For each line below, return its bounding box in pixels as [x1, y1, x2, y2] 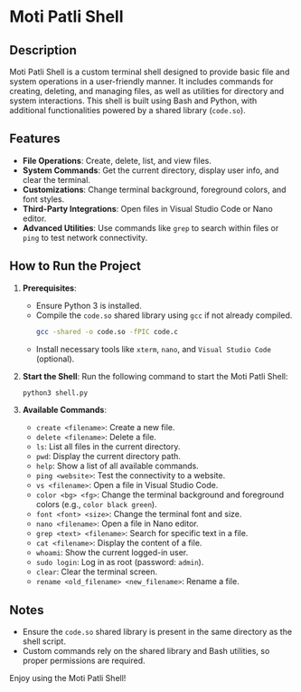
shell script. [22, 636, 66, 647]
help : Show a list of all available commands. [35, 460, 199, 472]
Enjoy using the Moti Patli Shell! [9, 673, 127, 684]
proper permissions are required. [22, 655, 146, 667]
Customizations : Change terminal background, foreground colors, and [22, 184, 287, 195]
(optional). [35, 353, 75, 364]
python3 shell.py [22, 388, 89, 398]
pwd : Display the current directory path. [35, 451, 181, 462]
